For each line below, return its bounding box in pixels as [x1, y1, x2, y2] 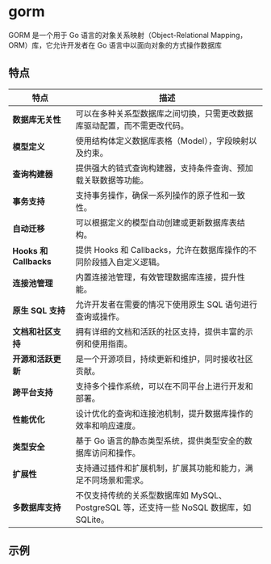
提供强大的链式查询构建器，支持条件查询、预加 [75, 162, 254, 174]
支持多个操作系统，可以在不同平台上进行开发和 [75, 381, 254, 392]
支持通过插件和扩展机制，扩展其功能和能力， [75, 462, 246, 474]
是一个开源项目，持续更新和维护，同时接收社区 [75, 353, 254, 364]
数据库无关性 [12, 114, 62, 125]
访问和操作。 [91, 447, 141, 458]
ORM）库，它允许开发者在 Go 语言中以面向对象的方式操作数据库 [8, 40, 223, 50]
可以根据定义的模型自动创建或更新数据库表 [75, 217, 238, 228]
